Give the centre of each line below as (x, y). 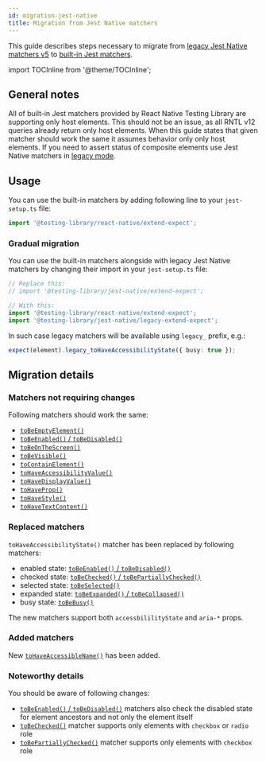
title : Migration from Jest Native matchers (83, 23)
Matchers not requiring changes (72, 397)
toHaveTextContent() (54, 507)
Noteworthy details (46, 675)
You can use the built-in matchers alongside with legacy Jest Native (120, 261)
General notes (44, 94)
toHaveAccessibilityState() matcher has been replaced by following (121, 544)
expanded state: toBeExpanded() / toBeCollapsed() (102, 593)
